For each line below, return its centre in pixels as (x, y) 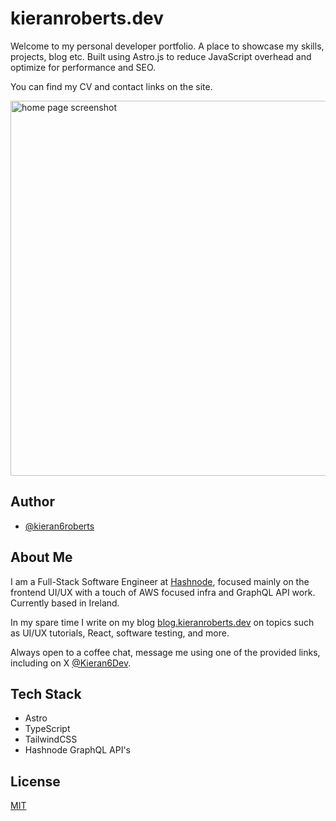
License (35, 781)
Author (32, 502)
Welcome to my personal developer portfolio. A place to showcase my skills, (167, 46)
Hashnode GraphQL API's (78, 750)
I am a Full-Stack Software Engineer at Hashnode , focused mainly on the (160, 581)
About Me (41, 557)
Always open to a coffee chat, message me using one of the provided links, (165, 652)
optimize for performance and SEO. (83, 67)
